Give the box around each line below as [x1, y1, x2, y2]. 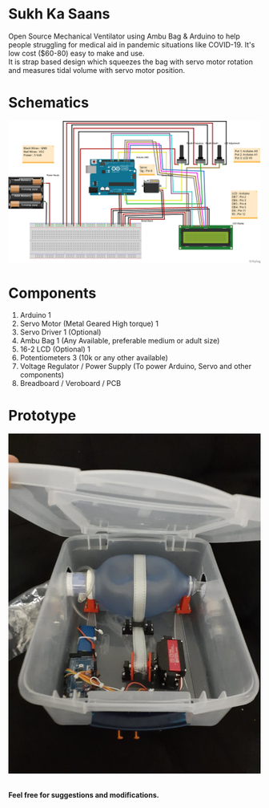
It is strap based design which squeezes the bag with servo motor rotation [8, 57, 254, 67]
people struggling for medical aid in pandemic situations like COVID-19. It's [8, 39, 255, 49]
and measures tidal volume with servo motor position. [8, 65, 186, 75]
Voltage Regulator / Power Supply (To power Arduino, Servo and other [19, 362, 252, 372]
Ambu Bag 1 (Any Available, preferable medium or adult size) [19, 336, 220, 346]
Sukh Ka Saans [8, 5, 110, 23]
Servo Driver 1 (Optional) [19, 327, 102, 337]
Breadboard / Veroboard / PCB [19, 379, 122, 388]
